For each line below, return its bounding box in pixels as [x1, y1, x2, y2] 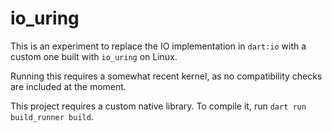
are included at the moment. [10, 80, 127, 92]
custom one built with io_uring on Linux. [10, 50, 178, 62]
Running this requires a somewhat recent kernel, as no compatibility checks [10, 70, 323, 82]
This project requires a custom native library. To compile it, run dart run [10, 100, 307, 112]
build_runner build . [10, 110, 94, 122]
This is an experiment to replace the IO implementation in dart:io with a [10, 40, 307, 52]
